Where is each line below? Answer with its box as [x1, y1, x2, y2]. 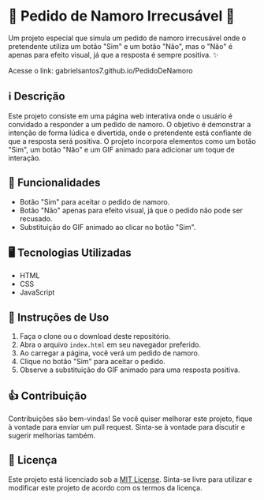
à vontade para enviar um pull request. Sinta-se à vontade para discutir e [8, 423, 246, 431]
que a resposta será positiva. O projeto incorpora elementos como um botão [8, 136, 256, 145]
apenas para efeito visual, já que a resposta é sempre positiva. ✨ [8, 50, 219, 59]
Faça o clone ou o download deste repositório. [19, 332, 171, 341]
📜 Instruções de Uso [8, 310, 110, 324]
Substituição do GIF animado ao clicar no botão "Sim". [19, 222, 196, 231]
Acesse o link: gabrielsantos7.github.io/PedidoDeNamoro [8, 66, 193, 75]
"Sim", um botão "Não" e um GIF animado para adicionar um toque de [8, 145, 235, 154]
